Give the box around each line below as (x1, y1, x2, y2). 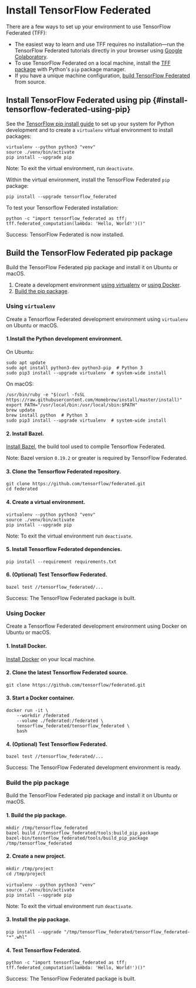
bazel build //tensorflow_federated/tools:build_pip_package (6, 830, 159, 836)
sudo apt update (6, 360, 46, 366)
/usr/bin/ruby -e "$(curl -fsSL (6, 392, 85, 398)
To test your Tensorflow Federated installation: (6, 204, 119, 211)
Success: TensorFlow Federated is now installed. (6, 231, 124, 238)
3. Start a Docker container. (6, 694, 75, 701)
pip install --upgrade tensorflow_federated (6, 194, 117, 200)
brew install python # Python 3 (6, 413, 88, 419)
